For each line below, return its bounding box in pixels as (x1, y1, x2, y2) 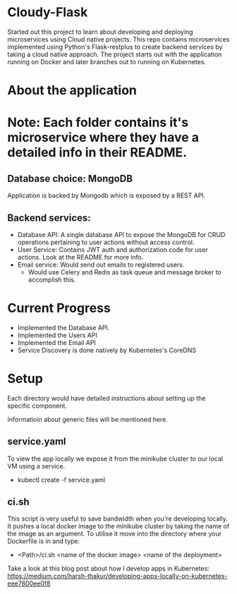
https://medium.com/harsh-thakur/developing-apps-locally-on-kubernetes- (7, 572, 228, 581)
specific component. (7, 401, 67, 410)
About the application (7, 83, 138, 99)
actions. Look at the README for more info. (17, 253, 144, 261)
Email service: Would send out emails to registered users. (17, 260, 185, 269)
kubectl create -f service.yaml (17, 475, 106, 484)
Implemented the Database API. (17, 323, 110, 332)
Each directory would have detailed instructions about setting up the (7, 394, 206, 402)
